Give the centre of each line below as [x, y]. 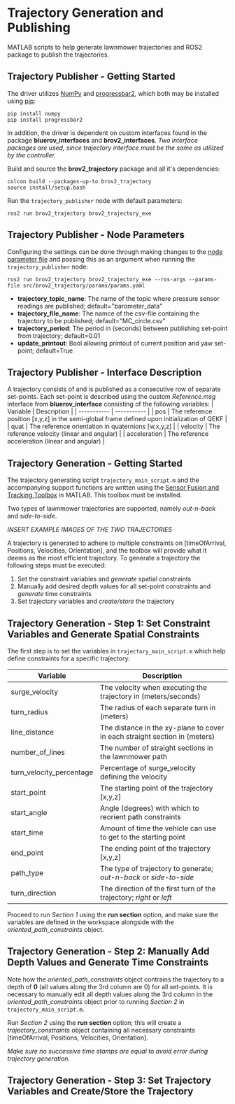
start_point [29, 792]
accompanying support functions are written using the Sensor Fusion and [113, 488]
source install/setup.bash [47, 187]
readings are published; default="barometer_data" [90, 306]
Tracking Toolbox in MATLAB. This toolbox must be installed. [95, 495]
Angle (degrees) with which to [150, 808]
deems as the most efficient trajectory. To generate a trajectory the [104, 558]
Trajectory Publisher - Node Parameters [96, 235]
